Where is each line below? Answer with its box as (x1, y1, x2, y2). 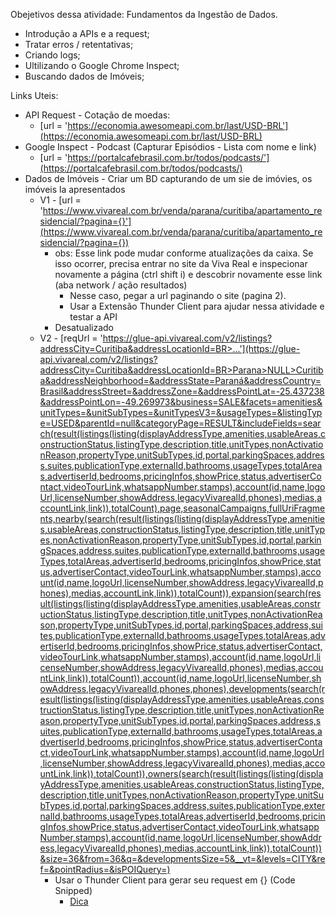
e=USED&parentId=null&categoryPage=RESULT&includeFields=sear (39, 417, 322, 429)
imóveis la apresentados (24, 184, 126, 195)
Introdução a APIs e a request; (24, 28, 150, 39)
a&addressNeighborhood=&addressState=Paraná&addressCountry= (39, 375, 322, 386)
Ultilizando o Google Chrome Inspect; (24, 60, 180, 71)
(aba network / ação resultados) (54, 279, 188, 291)
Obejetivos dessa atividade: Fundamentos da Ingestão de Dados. (10, 9, 278, 20)
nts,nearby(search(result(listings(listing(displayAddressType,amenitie (39, 513, 326, 524)
